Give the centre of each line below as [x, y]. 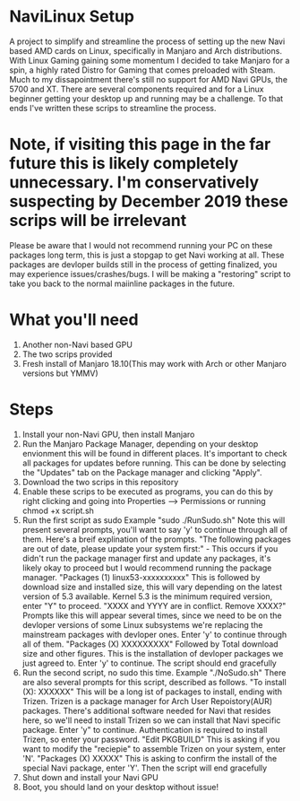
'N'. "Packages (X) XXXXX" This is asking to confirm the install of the [150, 758]
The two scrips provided [67, 354]
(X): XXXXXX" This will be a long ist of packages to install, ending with [152, 692]
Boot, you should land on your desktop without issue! [120, 787]
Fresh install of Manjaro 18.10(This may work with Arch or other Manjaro [154, 363]
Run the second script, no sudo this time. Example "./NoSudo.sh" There [154, 672]
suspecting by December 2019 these [149, 201]
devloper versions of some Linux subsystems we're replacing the [142, 624]
